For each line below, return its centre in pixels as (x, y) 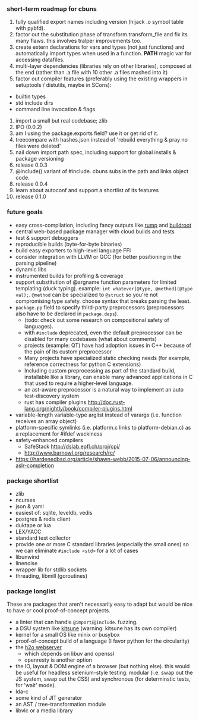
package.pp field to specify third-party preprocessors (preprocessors (99, 307)
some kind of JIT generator (49, 698)
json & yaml (29, 506)
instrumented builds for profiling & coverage (69, 276)
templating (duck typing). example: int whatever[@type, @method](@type (104, 288)
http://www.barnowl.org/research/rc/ (70, 453)
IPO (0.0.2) (29, 127)
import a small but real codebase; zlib (61, 121)
